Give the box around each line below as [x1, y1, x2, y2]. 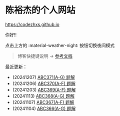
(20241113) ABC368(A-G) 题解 [12, 93, 75, 99]
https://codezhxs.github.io [5, 21, 60, 27]
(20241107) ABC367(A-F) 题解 [12, 99, 74, 105]
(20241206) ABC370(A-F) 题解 [12, 80, 76, 86]
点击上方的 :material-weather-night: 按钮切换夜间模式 [5, 42, 115, 48]
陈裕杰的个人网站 [5, 4, 76, 16]
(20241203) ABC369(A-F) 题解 [12, 86, 76, 92]
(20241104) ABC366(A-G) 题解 [12, 105, 76, 111]
